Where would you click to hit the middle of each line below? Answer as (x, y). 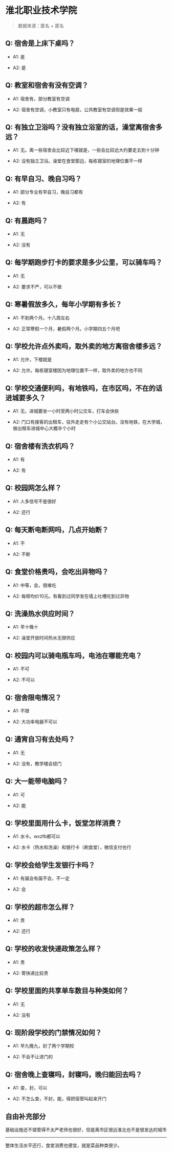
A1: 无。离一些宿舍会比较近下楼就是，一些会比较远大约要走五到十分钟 (86, 150)
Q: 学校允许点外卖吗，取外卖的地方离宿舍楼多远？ (84, 346)
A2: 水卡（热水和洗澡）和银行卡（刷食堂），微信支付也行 (72, 847)
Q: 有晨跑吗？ (27, 221)
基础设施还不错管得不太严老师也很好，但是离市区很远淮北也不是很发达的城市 (86, 1130)
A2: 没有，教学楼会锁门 (37, 764)
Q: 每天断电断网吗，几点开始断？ (57, 530)
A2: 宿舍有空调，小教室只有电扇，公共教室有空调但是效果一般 (77, 109)
